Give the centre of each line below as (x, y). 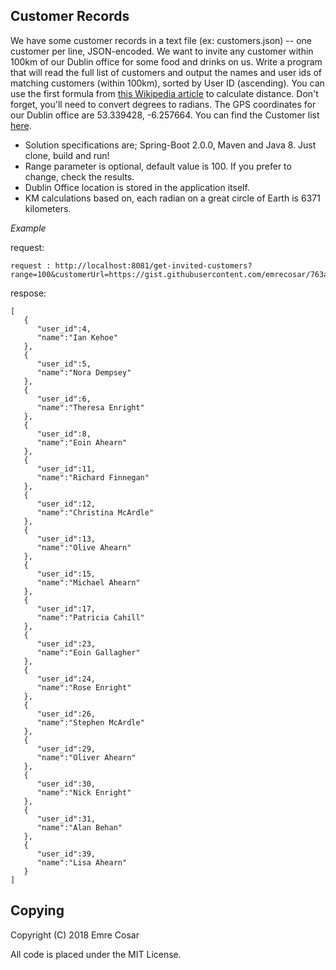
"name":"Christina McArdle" (95, 512)
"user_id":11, (66, 469)
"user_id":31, (66, 819)
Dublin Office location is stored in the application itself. (137, 187)
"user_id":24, (66, 679)
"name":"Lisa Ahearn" (82, 862)
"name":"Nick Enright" (84, 792)
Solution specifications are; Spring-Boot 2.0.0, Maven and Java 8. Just (170, 145)
